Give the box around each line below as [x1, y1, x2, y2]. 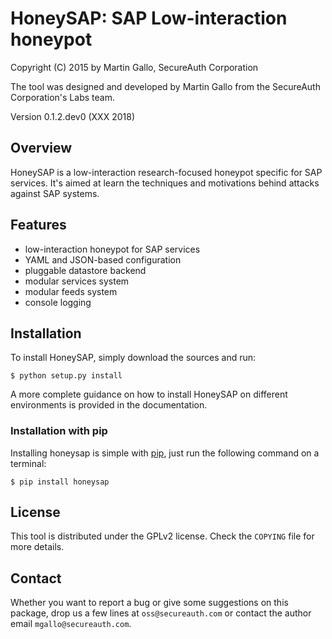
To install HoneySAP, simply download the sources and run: [10, 352, 257, 364]
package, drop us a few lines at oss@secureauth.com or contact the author [10, 607, 312, 619]
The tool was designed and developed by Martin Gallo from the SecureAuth [10, 80, 321, 92]
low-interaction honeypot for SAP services [24, 243, 201, 255]
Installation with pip [10, 424, 108, 438]
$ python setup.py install [10, 371, 123, 381]
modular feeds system [24, 285, 118, 297]
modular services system [24, 275, 130, 287]
